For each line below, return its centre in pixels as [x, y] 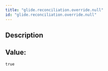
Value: [16, 52]
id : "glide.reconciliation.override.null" [51, 15]
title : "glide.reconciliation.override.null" [54, 10]
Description [24, 35]
